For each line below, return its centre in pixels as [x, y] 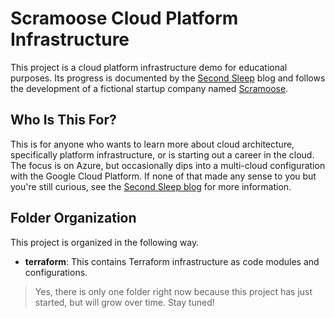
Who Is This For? [63, 120]
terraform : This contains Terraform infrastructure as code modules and [172, 261]
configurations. [56, 272]
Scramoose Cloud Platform [124, 18]
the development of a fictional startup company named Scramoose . [149, 88]
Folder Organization [73, 218]
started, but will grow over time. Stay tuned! [124, 302]
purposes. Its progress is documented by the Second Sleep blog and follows [168, 78]
